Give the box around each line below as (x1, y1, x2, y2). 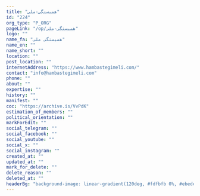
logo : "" (6, 31, 28, 37)
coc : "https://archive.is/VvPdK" (6, 103, 89, 109)
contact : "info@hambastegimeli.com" (6, 70, 97, 76)
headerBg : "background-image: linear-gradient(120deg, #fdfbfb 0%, (6, 181, 177, 187)
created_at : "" (6, 153, 44, 159)
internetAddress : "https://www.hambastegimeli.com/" (6, 64, 140, 71)
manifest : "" (6, 97, 39, 103)
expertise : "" (6, 87, 42, 93)
